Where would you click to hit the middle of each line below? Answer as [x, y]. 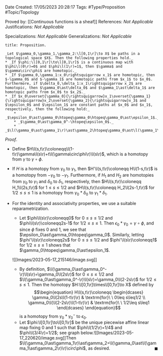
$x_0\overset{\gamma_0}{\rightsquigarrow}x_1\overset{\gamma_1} [84, 96]
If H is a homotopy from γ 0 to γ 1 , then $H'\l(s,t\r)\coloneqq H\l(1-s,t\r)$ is [85, 169]
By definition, [33, 269]
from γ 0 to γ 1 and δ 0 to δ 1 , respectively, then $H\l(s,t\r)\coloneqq [77, 182]
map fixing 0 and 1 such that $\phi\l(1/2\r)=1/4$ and [71, 328]
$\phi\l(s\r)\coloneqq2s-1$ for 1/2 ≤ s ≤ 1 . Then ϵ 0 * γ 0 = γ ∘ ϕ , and [87, 224]
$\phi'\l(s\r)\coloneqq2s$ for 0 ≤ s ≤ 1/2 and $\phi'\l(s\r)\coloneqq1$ [88, 240]
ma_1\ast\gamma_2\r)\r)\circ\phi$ [52, 348]
